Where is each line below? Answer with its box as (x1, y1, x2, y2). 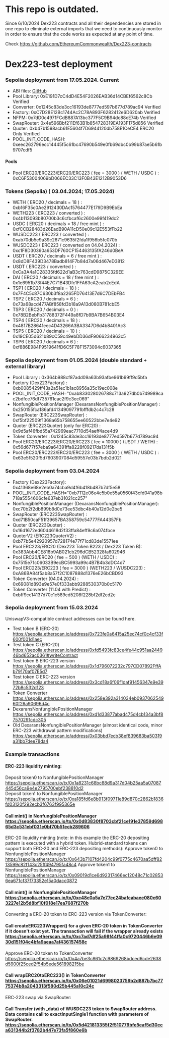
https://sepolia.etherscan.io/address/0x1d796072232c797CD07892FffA (12, 663, 162, 669)
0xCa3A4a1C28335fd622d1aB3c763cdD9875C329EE (12, 269, 124, 275)
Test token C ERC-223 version (12, 673, 75, 680)
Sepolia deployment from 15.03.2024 (5, 604, 98, 611)
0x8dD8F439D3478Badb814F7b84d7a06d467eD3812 (12, 258, 125, 264)
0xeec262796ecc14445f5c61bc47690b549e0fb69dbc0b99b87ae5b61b (12, 141, 162, 147)
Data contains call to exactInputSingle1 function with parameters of (5, 1011, 149, 1017)
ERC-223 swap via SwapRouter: (5, 994, 71, 1000)
